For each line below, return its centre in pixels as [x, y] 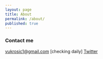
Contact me [19, 41]
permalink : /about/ [25, 19]
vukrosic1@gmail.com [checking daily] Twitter [51, 51]
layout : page [18, 10]
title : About [18, 14]
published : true [22, 23]
